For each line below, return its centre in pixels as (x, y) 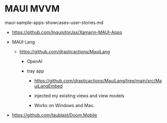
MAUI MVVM (32, 9)
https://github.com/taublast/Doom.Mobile (55, 115)
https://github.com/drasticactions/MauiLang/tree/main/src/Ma (98, 80)
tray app (35, 71)
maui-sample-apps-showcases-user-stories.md (54, 22)
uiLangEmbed (48, 86)
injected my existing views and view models (79, 95)
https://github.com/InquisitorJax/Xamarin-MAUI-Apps (67, 32)
